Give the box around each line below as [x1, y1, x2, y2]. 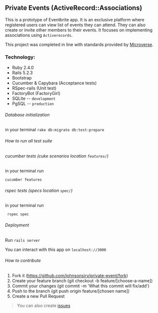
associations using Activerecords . [5, 32, 73, 38]
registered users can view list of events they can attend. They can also [5, 22, 146, 28]
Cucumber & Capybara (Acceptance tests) [12, 80, 97, 86]
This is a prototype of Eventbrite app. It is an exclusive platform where [5, 16, 144, 22]
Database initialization [5, 111, 50, 118]
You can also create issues [16, 302, 71, 308]
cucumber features [5, 177, 42, 182]
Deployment [5, 222, 29, 228]
